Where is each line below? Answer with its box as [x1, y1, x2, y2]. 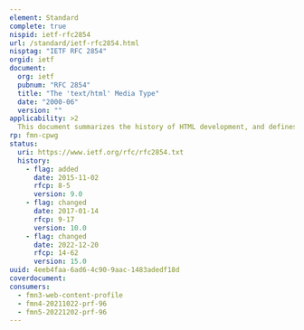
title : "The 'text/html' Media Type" [17, 89, 160, 98]
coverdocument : [9, 274, 67, 283]
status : [9, 139, 39, 148]
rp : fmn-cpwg [9, 131, 59, 140]
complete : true [9, 22, 67, 31]
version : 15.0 [33, 257, 88, 267]
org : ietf [17, 72, 54, 81]
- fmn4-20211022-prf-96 [17, 299, 107, 308]
